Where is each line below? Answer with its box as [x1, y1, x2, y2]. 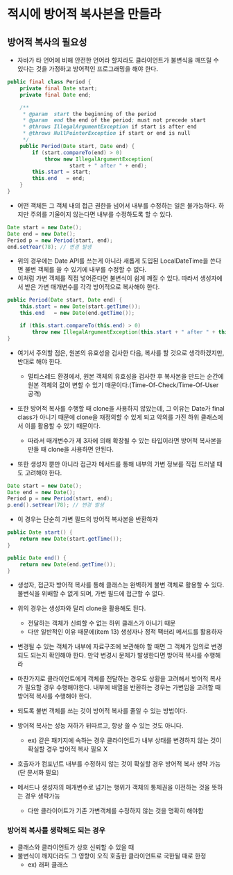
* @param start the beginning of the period [22, 111, 157, 117]
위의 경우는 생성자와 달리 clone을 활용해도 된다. [17, 604, 146, 612]
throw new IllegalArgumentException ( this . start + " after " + [32, 328, 216, 336]
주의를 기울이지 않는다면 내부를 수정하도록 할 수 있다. [30, 210, 173, 218]
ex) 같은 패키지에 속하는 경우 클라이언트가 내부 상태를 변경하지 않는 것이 [27, 736, 222, 744]
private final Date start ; [19, 85, 98, 92]
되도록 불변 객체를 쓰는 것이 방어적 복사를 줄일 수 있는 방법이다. [17, 707, 187, 715]
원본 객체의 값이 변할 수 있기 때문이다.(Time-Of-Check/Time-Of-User [27, 380, 219, 389]
